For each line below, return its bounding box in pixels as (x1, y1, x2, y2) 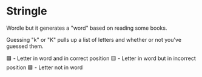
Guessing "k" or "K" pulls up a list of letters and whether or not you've (6, 36, 182, 43)
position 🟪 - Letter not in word (6, 64, 83, 71)
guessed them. (6, 42, 44, 50)
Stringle (6, 4, 47, 18)
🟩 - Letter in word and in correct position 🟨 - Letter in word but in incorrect (6, 55, 196, 62)
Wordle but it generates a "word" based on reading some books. (6, 24, 167, 32)
